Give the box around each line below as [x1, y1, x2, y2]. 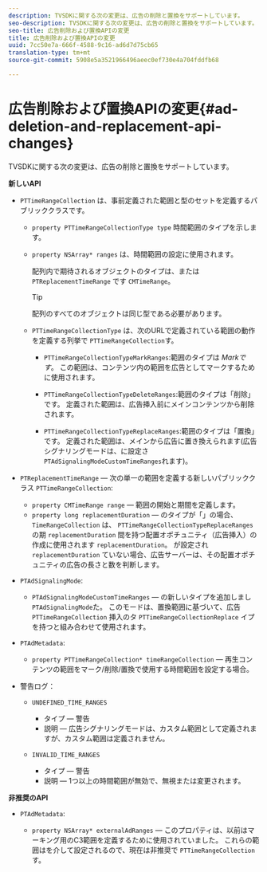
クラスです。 [47, 205, 89, 215]
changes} [8, 135, 74, 152]
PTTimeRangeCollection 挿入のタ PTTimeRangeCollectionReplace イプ [31, 611, 255, 622]
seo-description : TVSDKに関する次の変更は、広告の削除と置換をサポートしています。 [8, 19, 258, 27]
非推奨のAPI [8, 792, 49, 802]
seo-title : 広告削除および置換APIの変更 [8, 26, 130, 34]
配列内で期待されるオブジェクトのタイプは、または [31, 266, 200, 276]
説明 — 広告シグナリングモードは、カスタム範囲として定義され [43, 723, 250, 733]
